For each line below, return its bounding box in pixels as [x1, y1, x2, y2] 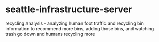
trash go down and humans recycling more [5, 31, 95, 37]
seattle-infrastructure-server [5, 4, 132, 15]
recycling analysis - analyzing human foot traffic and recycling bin [5, 20, 144, 26]
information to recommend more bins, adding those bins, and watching [5, 25, 154, 31]
